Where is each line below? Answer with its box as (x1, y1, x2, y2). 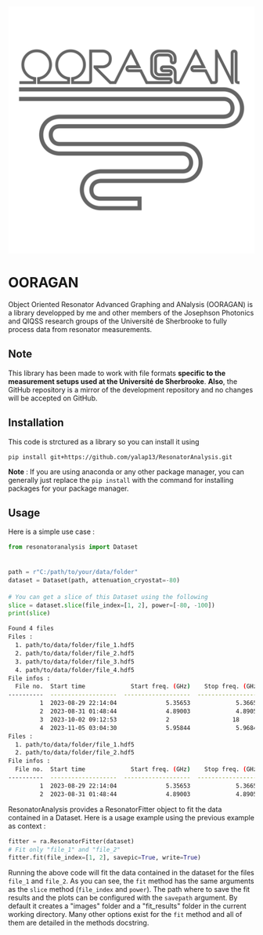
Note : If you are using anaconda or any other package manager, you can (8, 466, 245, 477)
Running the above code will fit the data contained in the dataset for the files (8, 868, 254, 878)
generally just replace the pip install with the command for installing (8, 475, 234, 484)
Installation (8, 416, 64, 429)
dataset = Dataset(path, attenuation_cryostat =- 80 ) (8, 576, 180, 584)
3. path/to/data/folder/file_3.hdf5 (15, 658, 135, 666)
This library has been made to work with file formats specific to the (8, 368, 226, 378)
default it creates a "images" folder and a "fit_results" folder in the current (8, 901, 247, 911)
